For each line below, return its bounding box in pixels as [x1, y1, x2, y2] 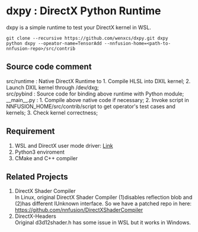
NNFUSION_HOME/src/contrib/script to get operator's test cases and [6, 103, 176, 110]
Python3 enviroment [14, 148, 65, 155]
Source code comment [6, 62, 92, 72]
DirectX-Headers [14, 212, 56, 220]
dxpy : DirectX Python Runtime [6, 4, 161, 18]
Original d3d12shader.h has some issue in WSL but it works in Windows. [14, 219, 191, 226]
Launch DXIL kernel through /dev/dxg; [6, 84, 99, 91]
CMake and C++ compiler [14, 154, 78, 161]
